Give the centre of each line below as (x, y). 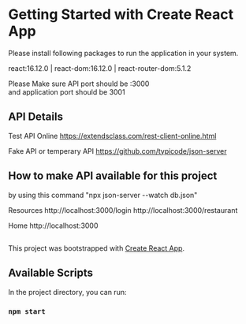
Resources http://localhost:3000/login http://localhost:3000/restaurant (123, 210)
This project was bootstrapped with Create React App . (97, 248)
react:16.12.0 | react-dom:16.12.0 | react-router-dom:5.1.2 (100, 68)
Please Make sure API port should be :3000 (79, 84)
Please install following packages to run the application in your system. (123, 53)
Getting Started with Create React (121, 15)
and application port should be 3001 (67, 91)
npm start (27, 311)
